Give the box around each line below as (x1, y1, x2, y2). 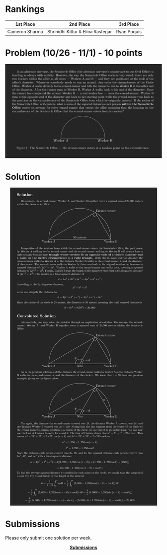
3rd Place (118, 21, 139, 27)
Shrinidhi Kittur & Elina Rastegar (47, 28, 112, 34)
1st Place (15, 21, 36, 27)
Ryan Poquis (116, 28, 142, 34)
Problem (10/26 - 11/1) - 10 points (5, 47, 143, 59)
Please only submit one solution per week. (5, 535, 92, 541)
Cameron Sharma (7, 28, 43, 34)
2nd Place (69, 21, 90, 27)
